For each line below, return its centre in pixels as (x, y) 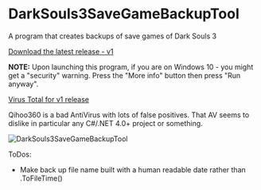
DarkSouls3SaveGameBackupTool (124, 14)
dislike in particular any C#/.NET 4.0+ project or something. (105, 123)
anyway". (23, 84)
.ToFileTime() (41, 178)
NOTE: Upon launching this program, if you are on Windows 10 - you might (131, 67)
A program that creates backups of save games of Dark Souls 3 (113, 36)
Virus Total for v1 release (49, 99)
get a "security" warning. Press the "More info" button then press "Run (125, 75)
